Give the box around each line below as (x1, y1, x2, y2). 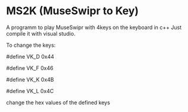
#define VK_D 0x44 (6, 53, 55, 60)
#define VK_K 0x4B (6, 76, 55, 83)
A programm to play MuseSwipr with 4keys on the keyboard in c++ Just (6, 24, 182, 31)
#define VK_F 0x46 (6, 64, 53, 72)
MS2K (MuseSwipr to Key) (6, 4, 139, 18)
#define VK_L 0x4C (6, 87, 55, 94)
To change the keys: (6, 41, 56, 49)
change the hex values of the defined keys (6, 99, 110, 106)
